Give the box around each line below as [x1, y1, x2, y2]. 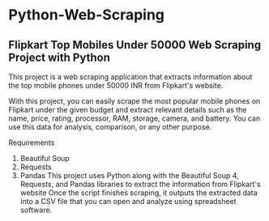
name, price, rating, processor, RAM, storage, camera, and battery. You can [8, 113, 261, 123]
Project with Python [8, 50, 111, 64]
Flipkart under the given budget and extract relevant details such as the [8, 105, 247, 114]
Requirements [8, 138, 55, 147]
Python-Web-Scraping [8, 6, 164, 24]
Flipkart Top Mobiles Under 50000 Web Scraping [8, 38, 262, 52]
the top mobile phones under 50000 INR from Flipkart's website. [8, 81, 224, 90]
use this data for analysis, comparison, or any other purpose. [8, 122, 212, 131]
